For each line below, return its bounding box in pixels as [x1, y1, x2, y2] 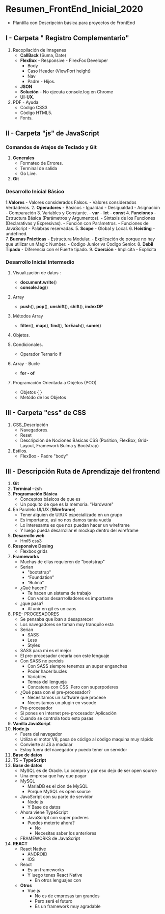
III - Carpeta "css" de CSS [5, 409, 86, 417]
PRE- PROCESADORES [12, 611, 59, 617]
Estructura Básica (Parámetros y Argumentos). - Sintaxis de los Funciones [5, 215, 156, 221]
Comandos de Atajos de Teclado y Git [5, 144, 97, 151]
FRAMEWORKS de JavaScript [20, 835, 81, 841]
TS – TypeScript [12, 757, 46, 763]
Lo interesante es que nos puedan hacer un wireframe [20, 522, 130, 528]
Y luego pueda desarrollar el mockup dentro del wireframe [20, 527, 139, 533]
